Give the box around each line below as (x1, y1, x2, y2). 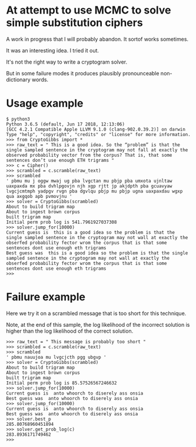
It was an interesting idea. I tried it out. (6, 47, 99, 54)
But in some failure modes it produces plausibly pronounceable (6, 69, 160, 77)
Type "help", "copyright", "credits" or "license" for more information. (6, 131, 191, 137)
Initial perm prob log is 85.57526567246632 (6, 380, 117, 386)
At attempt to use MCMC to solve (6, 4, 171, 17)
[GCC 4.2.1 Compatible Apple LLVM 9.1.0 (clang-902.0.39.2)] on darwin (6, 126, 185, 133)
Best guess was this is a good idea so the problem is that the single (6, 250, 188, 256)
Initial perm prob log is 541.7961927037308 (6, 219, 117, 225)
